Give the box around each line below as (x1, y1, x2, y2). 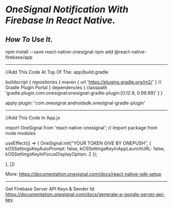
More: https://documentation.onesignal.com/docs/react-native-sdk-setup (5, 171, 162, 177)
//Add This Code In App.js (5, 115, 60, 120)
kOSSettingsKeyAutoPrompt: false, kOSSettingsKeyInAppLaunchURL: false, (5, 146, 165, 151)
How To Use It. (5, 35, 53, 44)
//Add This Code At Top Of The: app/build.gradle (5, 69, 109, 75)
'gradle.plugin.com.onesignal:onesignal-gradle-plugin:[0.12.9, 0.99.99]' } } (5, 90, 163, 96)
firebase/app (5, 54, 32, 60)
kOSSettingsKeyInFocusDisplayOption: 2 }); (5, 151, 98, 157)
